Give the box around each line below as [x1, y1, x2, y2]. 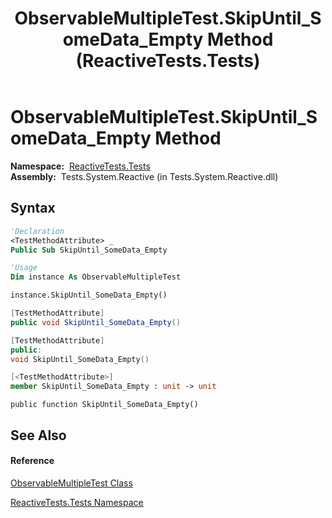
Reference [10, 455, 55, 467]
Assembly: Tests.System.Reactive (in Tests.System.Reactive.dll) [10, 170, 279, 182]
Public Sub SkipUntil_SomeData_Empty [10, 245, 168, 255]
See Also [10, 427, 67, 444]
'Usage [10, 263, 38, 273]
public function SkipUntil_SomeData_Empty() [10, 400, 199, 410]
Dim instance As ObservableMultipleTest [10, 272, 182, 282]
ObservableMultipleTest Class [10, 477, 133, 489]
